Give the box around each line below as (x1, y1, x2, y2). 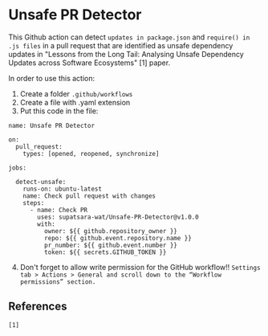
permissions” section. (19, 277, 96, 286)
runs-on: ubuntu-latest (22, 185, 103, 193)
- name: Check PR (29, 206, 88, 214)
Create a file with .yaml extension (19, 97, 131, 107)
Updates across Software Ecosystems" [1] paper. (8, 58, 171, 68)
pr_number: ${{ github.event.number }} (43, 241, 178, 249)
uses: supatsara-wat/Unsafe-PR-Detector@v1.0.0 (37, 213, 199, 221)
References (8, 300, 67, 313)
